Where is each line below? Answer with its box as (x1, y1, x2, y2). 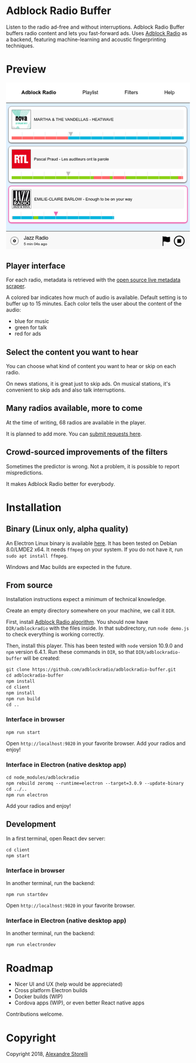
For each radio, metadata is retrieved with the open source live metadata (6, 276, 181, 283)
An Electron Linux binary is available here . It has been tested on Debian (6, 540, 177, 547)
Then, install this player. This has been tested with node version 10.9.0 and (6, 642, 184, 649)
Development (6, 819, 57, 829)
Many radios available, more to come (6, 403, 143, 413)
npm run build (6, 696, 41, 702)
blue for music (14, 318, 50, 325)
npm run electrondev (6, 942, 57, 948)
